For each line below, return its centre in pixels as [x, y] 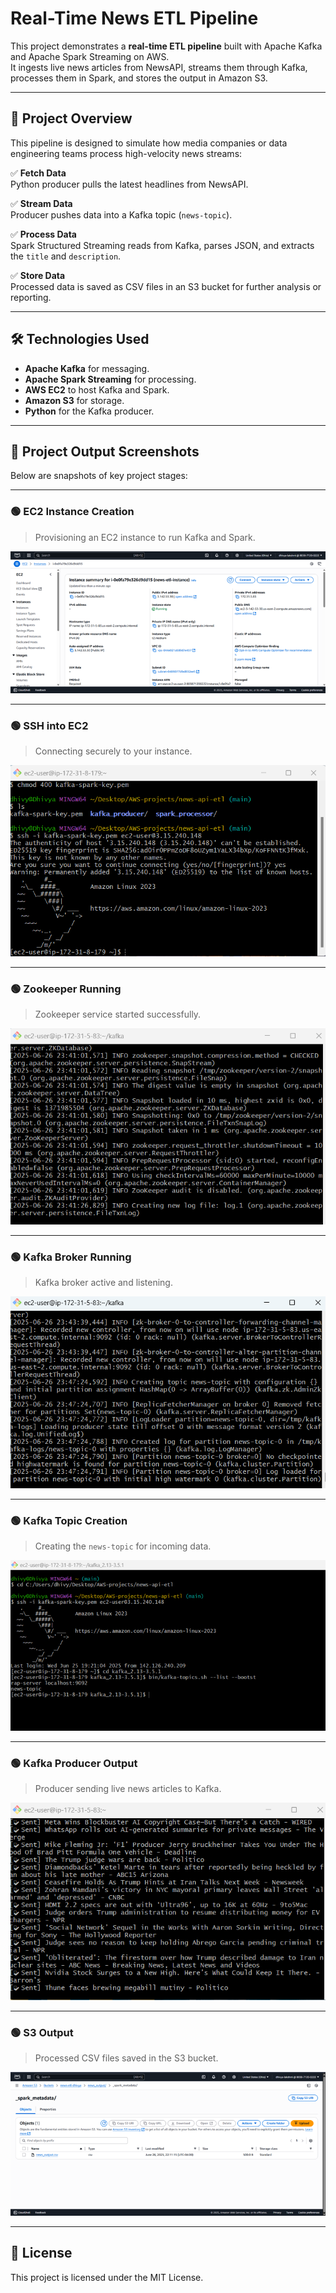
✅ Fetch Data [38, 173]
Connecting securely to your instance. [113, 751]
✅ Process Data [43, 234]
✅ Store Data [38, 275]
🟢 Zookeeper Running [66, 989]
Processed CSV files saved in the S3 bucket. [126, 2058]
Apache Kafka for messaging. [87, 368]
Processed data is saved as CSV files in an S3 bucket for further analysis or [166, 286]
